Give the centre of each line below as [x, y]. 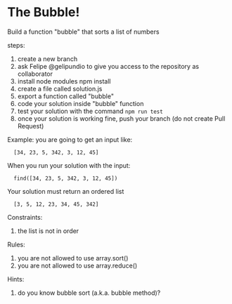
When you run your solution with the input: [69, 165]
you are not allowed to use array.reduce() [77, 265]
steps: [16, 45]
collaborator [35, 74]
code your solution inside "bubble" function [80, 103]
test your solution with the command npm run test [90, 111]
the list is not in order [48, 231]
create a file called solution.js [60, 88]
